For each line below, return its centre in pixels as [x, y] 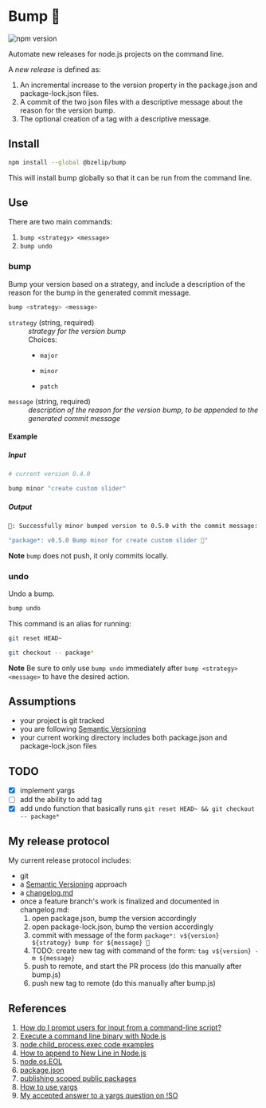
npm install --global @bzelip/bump [67, 162]
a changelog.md [47, 893]
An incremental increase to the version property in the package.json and [138, 85]
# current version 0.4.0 [49, 475]
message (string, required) [50, 401]
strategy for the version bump [77, 331]
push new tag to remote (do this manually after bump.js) [124, 983]
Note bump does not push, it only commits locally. [88, 555]
